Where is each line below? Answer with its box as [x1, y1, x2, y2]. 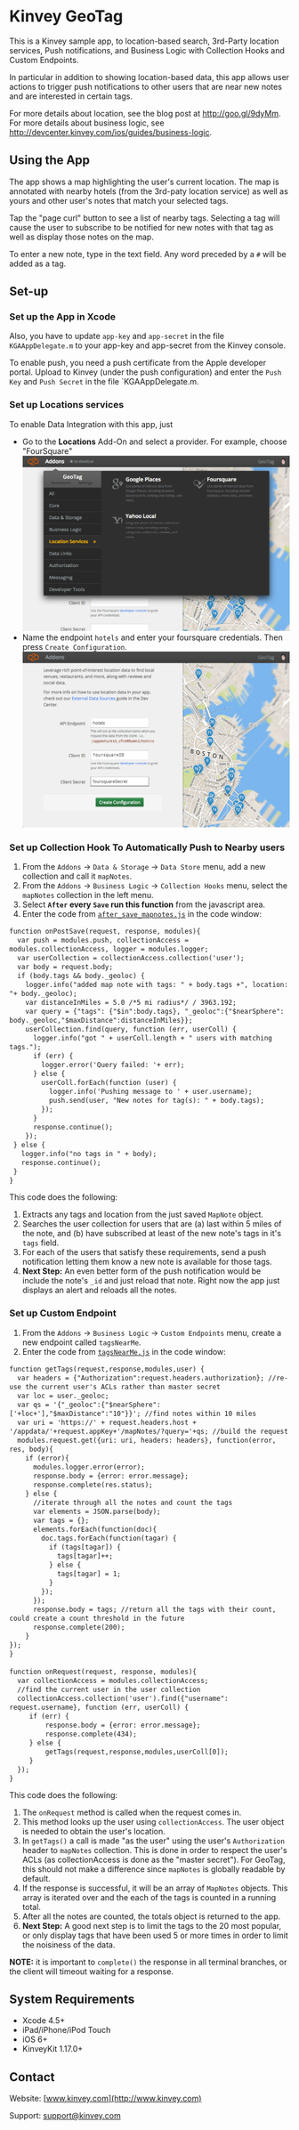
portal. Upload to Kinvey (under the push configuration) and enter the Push [9, 367, 282, 377]
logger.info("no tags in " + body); [20, 1150, 158, 1159]
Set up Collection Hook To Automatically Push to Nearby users [9, 841, 286, 854]
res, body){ [9, 1445, 53, 1454]
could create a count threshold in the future [9, 1614, 185, 1623]
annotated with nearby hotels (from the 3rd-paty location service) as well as [9, 185, 289, 197]
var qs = [17, 1400, 50, 1409]
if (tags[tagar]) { [48, 1543, 122, 1551]
